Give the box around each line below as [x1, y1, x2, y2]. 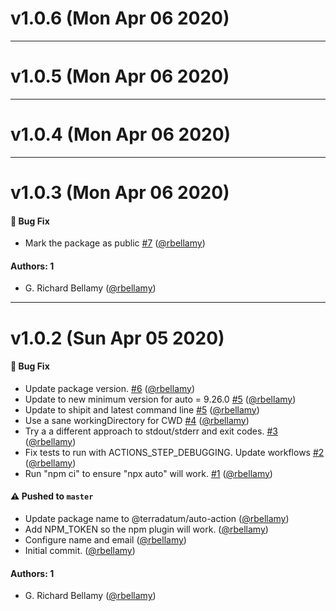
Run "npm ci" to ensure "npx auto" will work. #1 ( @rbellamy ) [24, 467, 273, 479]
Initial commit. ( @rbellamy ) [24, 545, 136, 556]
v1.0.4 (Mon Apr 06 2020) [10, 123, 232, 146]
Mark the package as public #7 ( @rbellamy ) [24, 237, 206, 249]
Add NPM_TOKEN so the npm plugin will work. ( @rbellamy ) [24, 523, 269, 535]
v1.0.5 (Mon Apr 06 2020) [10, 65, 230, 88]
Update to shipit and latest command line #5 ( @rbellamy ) [24, 403, 260, 416]
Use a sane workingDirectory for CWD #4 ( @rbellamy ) [24, 414, 250, 426]
